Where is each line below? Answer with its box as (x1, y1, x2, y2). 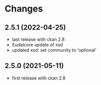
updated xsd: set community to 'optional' (11, 47, 97, 53)
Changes (4, 3, 43, 15)
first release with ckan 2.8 (11, 75, 66, 81)
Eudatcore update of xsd (11, 42, 63, 48)
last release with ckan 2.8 (11, 36, 65, 42)
